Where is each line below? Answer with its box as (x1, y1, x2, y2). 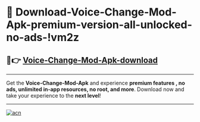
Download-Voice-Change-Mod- (15, 5, 177, 19)
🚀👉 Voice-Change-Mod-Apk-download (6, 55, 158, 65)
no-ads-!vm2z (6, 31, 79, 44)
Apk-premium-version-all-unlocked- (6, 18, 192, 32)
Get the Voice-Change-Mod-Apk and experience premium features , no (6, 80, 186, 86)
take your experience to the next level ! (6, 92, 101, 99)
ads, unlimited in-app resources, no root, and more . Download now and (6, 86, 185, 93)
